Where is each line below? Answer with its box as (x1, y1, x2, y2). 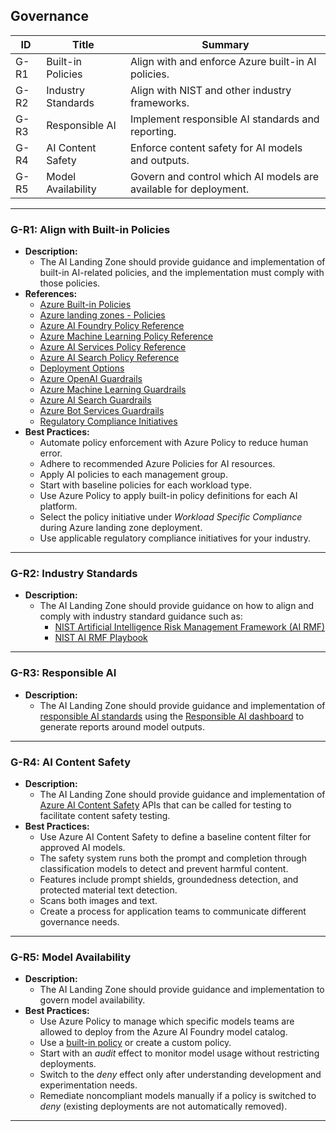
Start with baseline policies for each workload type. (39, 479, 252, 491)
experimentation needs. (39, 1079, 138, 1091)
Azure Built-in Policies (39, 299, 132, 311)
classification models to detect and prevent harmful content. (39, 863, 289, 874)
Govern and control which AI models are (129, 169, 319, 183)
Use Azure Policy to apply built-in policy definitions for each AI (39, 490, 298, 502)
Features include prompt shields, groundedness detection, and (39, 874, 299, 885)
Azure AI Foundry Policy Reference (39, 320, 185, 332)
